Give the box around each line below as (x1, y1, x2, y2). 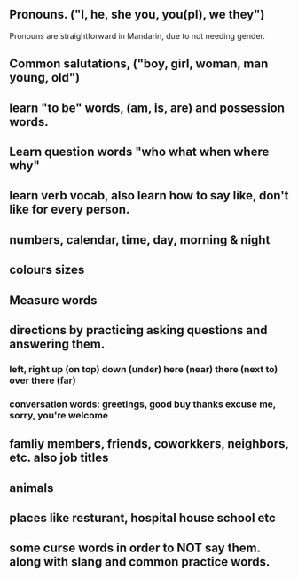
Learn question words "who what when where (9, 144, 270, 159)
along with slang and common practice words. (9, 554, 271, 570)
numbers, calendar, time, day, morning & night (9, 232, 271, 247)
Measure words (9, 293, 98, 308)
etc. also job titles (9, 450, 109, 465)
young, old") (9, 70, 81, 85)
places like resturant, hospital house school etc (9, 510, 277, 526)
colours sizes (9, 262, 85, 277)
